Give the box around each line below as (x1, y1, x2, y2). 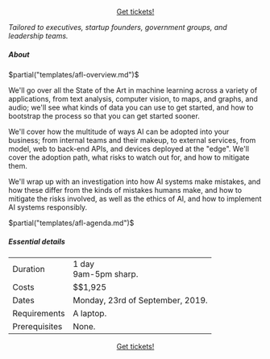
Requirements (12, 307, 65, 319)
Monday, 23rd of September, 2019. (72, 294, 208, 306)
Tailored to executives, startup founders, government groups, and (8, 23, 227, 31)
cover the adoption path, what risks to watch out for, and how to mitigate (8, 152, 250, 162)
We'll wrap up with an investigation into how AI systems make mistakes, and (8, 177, 261, 186)
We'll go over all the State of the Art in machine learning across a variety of (8, 85, 258, 95)
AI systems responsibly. (8, 202, 88, 212)
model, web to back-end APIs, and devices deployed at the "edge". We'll (8, 144, 250, 153)
